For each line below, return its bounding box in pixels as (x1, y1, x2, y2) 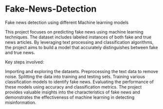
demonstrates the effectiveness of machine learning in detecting (5, 94, 135, 100)
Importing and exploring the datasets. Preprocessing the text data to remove (5, 68, 158, 74)
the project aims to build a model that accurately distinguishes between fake (5, 44, 158, 50)
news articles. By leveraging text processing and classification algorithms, (5, 39, 154, 45)
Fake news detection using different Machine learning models (5, 19, 129, 25)
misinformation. (5, 99, 36, 105)
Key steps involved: (5, 59, 44, 65)
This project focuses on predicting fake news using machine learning (5, 29, 144, 35)
